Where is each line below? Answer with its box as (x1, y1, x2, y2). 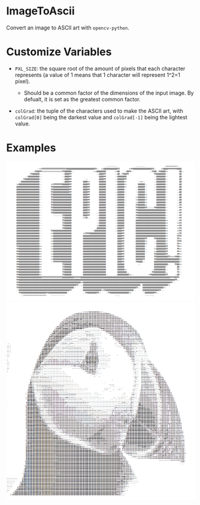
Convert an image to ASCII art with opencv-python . (6, 24, 130, 31)
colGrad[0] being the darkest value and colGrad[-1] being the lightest (14, 113, 187, 121)
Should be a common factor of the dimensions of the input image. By (23, 89, 194, 97)
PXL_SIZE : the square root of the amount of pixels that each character (14, 65, 186, 72)
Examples (6, 141, 56, 155)
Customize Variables (6, 45, 112, 59)
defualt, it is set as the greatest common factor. (23, 95, 141, 103)
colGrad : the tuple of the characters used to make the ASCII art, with (14, 107, 184, 115)
